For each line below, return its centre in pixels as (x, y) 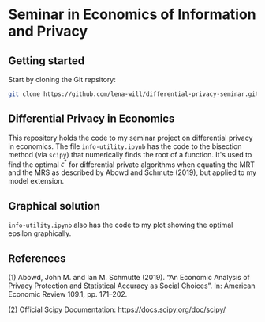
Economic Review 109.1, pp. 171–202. (68, 294)
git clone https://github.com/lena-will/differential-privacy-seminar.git (134, 94)
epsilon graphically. (40, 233)
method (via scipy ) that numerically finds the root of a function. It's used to (130, 154)
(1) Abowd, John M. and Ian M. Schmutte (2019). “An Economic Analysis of (129, 277)
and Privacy (48, 31)
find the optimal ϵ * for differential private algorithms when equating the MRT (131, 164)
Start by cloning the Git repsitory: (62, 80)
